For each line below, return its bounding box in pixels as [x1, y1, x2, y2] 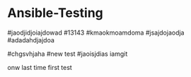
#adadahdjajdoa [7, 35, 55, 44]
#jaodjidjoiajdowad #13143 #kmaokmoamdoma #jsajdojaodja [7, 28, 185, 37]
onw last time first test [7, 63, 72, 71]
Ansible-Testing [7, 5, 104, 21]
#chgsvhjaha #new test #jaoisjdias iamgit [7, 49, 128, 58]
